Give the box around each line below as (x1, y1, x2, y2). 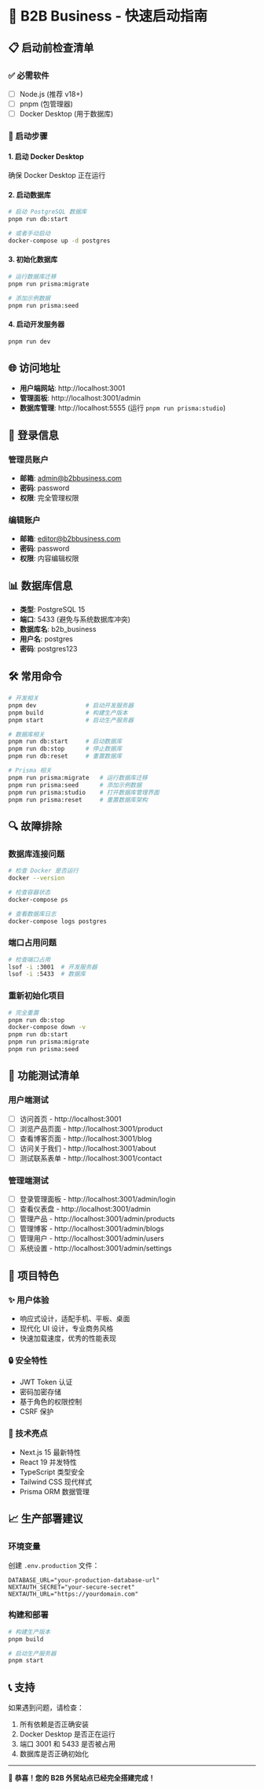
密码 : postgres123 (19, 644, 78, 654)
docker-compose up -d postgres (8, 237, 111, 245)
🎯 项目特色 (8, 1268, 59, 1283)
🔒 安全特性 (8, 1355, 48, 1366)
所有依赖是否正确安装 (19, 1720, 89, 1729)
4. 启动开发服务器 (8, 319, 65, 329)
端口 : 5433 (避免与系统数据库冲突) (19, 615, 131, 624)
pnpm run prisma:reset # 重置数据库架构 (8, 795, 148, 803)
